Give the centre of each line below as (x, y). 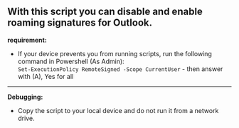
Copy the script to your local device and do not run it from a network (118, 110)
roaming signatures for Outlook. (80, 23)
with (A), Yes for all (46, 76)
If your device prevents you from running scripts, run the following (115, 53)
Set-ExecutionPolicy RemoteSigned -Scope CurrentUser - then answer (120, 69)
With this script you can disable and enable (105, 12)
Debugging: (25, 97)
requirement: (27, 40)
